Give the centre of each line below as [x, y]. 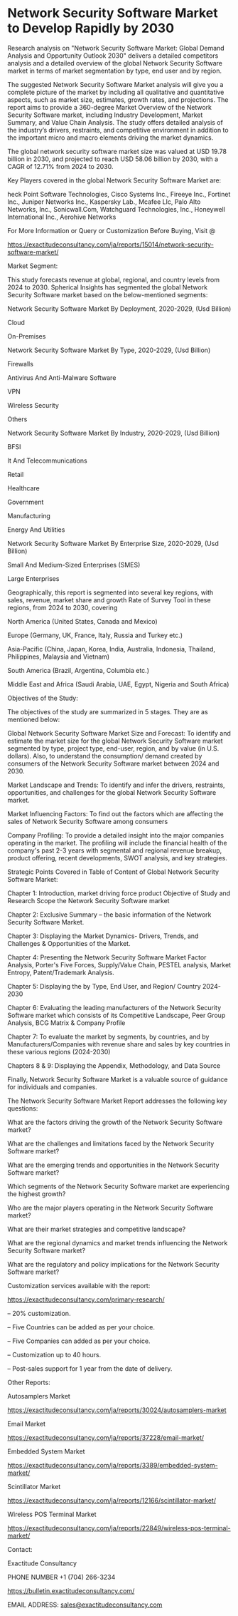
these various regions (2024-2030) [59, 1051]
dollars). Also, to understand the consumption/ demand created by [105, 756]
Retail [16, 474]
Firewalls [21, 364]
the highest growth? [37, 1194]
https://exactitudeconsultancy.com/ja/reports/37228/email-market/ [106, 1437]
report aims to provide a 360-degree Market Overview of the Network [109, 107]
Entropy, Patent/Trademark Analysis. [61, 972]
